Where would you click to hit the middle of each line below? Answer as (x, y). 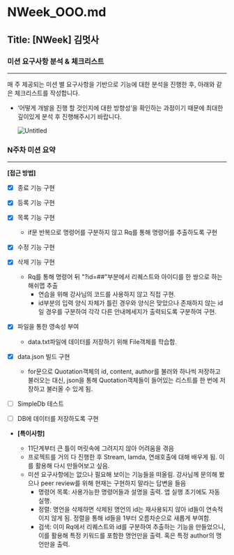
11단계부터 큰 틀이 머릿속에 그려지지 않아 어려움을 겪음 (101, 448)
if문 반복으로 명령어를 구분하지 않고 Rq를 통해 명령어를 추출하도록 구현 (123, 232)
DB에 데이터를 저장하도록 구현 (58, 418)
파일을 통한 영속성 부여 (48, 327)
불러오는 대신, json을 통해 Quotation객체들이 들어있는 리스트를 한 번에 (123, 380)
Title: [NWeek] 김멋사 (53, 39)
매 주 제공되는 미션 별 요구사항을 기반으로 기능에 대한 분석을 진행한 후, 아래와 (111, 84)
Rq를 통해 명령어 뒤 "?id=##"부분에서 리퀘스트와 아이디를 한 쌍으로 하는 (125, 277)
